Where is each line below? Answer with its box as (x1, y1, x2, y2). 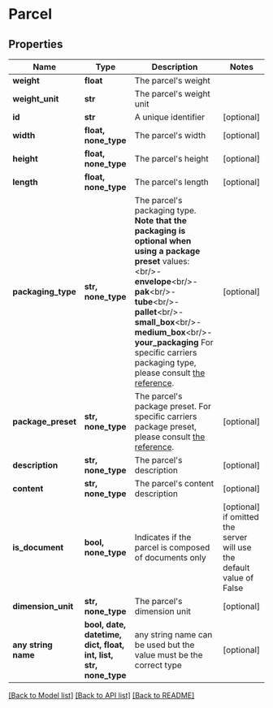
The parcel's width (134, 130, 206, 140)
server (223, 532, 248, 542)
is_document (12, 542, 64, 553)
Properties (8, 37, 63, 51)
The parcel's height (134, 153, 209, 164)
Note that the (134, 215, 187, 226)
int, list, (84, 650, 114, 660)
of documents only (134, 552, 207, 563)
